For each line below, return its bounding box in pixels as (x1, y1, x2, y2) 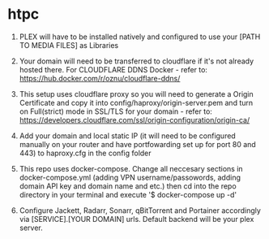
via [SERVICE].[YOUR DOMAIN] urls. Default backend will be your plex (19, 214, 254, 224)
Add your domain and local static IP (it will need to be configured (19, 131, 236, 141)
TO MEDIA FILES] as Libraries (19, 40, 119, 50)
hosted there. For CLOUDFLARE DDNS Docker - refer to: (19, 64, 208, 74)
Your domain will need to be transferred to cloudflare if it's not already (19, 56, 254, 66)
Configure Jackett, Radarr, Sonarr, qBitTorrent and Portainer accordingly (19, 205, 261, 215)
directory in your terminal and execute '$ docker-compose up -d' (19, 189, 237, 199)
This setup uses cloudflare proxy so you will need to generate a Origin (19, 89, 254, 98)
